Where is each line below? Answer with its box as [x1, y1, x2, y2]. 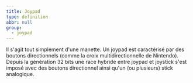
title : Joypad [6, 8, 41, 15]
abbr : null [6, 19, 33, 25]
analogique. [6, 71, 35, 78]
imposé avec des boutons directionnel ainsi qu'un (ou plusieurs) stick [6, 64, 174, 71]
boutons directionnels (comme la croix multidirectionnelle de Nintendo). [6, 52, 179, 59]
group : [6, 24, 22, 31]
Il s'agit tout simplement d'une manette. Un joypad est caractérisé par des [6, 46, 185, 53]
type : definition [6, 14, 49, 20]
